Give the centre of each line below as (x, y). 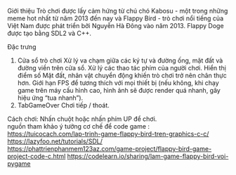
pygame (19, 164)
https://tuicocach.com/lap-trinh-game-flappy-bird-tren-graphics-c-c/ (108, 134)
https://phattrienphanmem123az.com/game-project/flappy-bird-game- (110, 149)
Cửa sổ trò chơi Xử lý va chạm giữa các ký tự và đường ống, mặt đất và (120, 60)
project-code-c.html (37, 156)
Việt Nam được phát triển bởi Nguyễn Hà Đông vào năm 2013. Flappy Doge (116, 26)
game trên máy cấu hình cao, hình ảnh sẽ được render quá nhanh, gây (119, 90)
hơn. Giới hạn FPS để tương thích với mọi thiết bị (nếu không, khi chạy (118, 83)
